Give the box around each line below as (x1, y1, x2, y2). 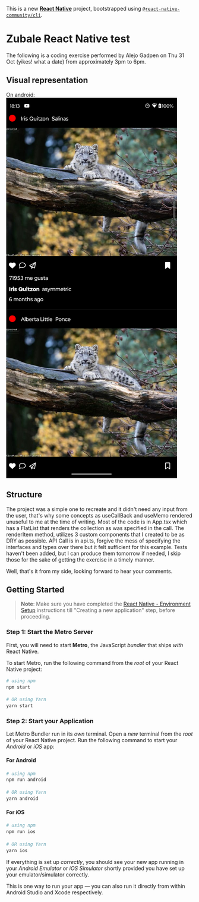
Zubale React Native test (6, 32, 131, 46)
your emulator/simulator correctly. (6, 871, 90, 878)
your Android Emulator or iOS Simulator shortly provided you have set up (6, 865, 185, 872)
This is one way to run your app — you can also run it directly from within (6, 882, 185, 890)
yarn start (6, 703, 33, 709)
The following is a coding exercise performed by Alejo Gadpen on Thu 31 (6, 52, 185, 59)
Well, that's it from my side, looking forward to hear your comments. (6, 567, 173, 575)
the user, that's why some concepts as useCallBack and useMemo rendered (6, 512, 193, 519)
